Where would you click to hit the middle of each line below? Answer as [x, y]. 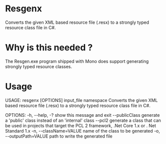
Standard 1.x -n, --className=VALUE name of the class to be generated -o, [83, 131]
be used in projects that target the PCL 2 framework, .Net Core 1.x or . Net [81, 125]
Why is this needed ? [49, 48]
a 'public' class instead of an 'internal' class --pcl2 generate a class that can [83, 120]
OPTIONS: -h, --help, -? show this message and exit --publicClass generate [83, 115]
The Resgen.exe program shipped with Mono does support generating [77, 61]
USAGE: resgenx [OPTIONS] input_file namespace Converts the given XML [82, 100]
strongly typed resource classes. [39, 66]
